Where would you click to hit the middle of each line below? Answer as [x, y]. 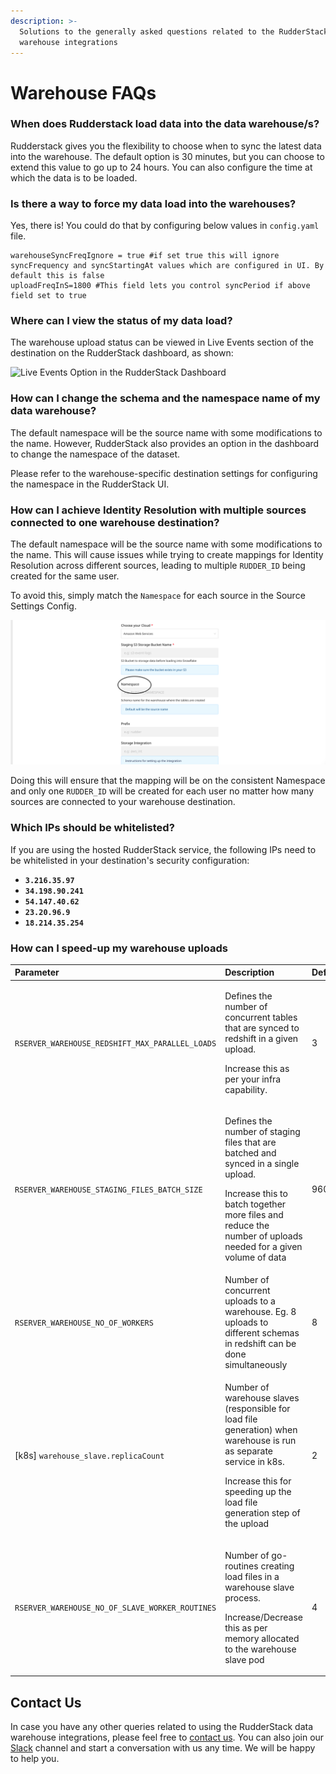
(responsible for [257, 1409]
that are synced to [262, 1027]
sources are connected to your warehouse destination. [123, 802]
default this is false [57, 276]
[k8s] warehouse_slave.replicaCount [89, 1456]
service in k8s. [254, 1462]
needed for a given [263, 1246]
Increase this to [256, 1193]
